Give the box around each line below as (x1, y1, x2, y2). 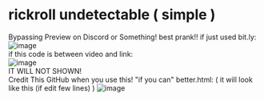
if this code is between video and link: (8, 49, 134, 59)
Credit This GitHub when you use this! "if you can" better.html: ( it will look (8, 75, 254, 84)
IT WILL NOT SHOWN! (8, 66, 82, 75)
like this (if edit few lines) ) (8, 83, 95, 93)
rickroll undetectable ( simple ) (8, 6, 216, 24)
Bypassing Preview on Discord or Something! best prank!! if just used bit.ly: (8, 32, 257, 42)
